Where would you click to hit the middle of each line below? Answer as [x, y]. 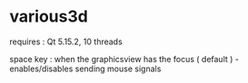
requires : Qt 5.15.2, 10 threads [66, 41]
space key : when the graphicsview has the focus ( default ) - [124, 59]
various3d [49, 17]
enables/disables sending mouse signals [85, 69]
